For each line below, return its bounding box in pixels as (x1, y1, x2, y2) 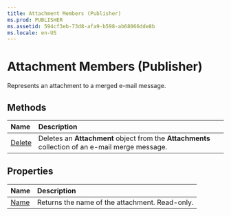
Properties (7, 166, 54, 177)
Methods (7, 101, 47, 114)
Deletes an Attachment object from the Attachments (38, 133, 211, 143)
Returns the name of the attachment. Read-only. (36, 197, 194, 207)
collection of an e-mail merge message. (38, 142, 168, 151)
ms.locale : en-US (7, 29, 57, 36)
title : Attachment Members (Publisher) (7, 10, 122, 17)
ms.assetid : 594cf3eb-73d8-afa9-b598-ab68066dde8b (7, 23, 155, 30)
